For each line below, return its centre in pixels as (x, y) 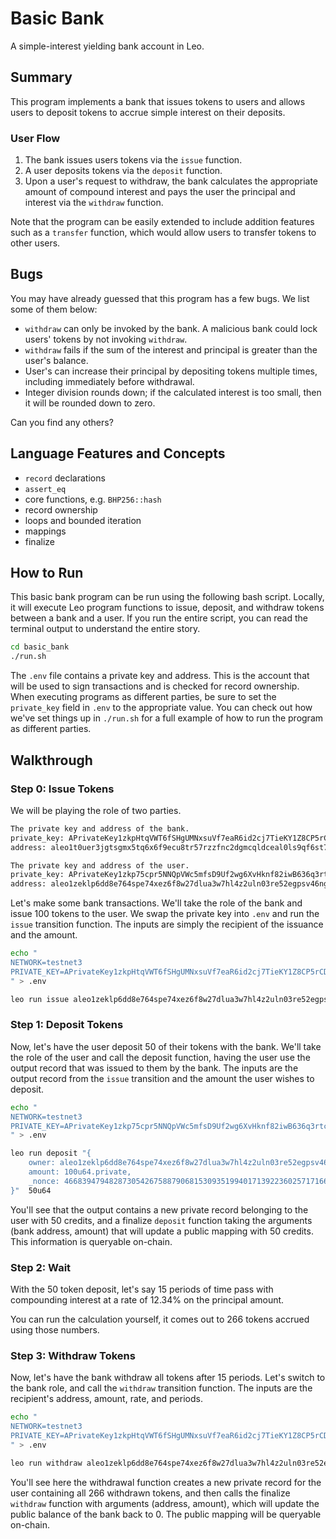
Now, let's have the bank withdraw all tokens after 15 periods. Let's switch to (168, 1378)
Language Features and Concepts (118, 453)
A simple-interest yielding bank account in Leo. (107, 46)
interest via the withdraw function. (94, 203)
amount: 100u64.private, (80, 1172)
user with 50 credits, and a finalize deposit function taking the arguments (161, 1220)
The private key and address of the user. (100, 865)
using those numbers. (55, 1330)
